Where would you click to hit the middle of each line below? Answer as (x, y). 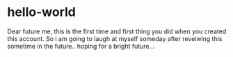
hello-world (42, 12)
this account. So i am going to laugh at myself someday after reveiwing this (115, 38)
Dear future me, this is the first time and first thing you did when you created (117, 31)
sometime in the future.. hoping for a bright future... (81, 46)
